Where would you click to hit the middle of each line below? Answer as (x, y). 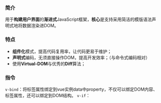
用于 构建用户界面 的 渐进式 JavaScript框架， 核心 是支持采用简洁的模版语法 (79, 19)
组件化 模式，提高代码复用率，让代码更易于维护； (62, 51)
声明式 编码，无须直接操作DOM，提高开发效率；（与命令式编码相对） (81, 57)
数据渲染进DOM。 (40, 26)
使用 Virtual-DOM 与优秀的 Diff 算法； (49, 64)
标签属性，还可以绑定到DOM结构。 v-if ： (48, 95)
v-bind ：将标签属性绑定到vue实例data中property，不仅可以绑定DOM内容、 (81, 89)
